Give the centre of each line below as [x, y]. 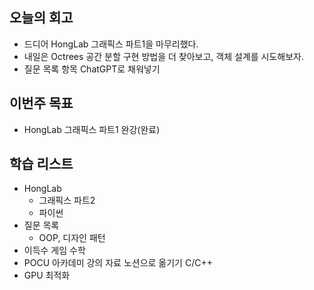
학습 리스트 [41, 164]
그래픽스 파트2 [67, 200]
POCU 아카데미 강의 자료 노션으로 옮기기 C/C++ [118, 263]
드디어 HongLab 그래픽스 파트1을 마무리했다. [111, 44]
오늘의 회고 [41, 18]
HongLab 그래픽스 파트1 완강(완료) [92, 129]
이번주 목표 [41, 103]
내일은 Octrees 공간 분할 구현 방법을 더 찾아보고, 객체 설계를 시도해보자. [164, 56]
